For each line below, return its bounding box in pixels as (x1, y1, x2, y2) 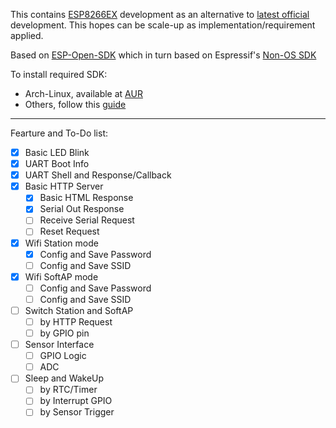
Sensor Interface (24, 339, 95, 351)
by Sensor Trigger (39, 406, 115, 418)
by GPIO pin (39, 327, 90, 339)
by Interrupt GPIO (39, 395, 113, 407)
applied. (10, 30, 44, 41)
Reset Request (39, 225, 100, 238)
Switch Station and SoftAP (24, 304, 134, 316)
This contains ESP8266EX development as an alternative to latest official (10, 9, 310, 20)
